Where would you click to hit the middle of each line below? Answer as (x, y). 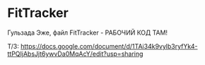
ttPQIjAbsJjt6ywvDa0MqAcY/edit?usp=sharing (75, 54)
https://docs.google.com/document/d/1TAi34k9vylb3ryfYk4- (109, 46)
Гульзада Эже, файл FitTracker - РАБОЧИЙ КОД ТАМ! (88, 32)
